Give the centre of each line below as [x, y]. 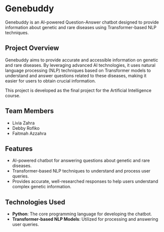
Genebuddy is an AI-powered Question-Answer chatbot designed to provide [82, 22]
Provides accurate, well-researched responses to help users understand [85, 181]
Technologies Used [35, 202]
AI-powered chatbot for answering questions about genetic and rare [81, 161]
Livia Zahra [23, 123]
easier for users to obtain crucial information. [51, 81]
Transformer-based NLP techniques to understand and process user [81, 171]
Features [19, 149]
